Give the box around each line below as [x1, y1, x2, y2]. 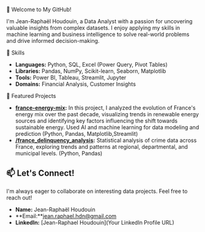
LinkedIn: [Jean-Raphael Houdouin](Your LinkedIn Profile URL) [15, 219, 174, 226]
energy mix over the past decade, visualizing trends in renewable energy [15, 111, 199, 118]
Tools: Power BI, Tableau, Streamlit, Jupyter [15, 74, 127, 81]
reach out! [6, 193, 32, 201]
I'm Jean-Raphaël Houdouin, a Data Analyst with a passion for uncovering [6, 18, 193, 24]
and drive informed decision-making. [6, 37, 100, 44]
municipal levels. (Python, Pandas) [15, 150, 103, 157]
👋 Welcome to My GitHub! [6, 6, 72, 13]
